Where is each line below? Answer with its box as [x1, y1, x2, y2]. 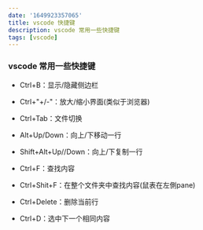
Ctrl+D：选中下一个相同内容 [19, 214, 110, 223]
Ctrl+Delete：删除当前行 [19, 197, 99, 206]
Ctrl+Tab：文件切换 [19, 113, 83, 122]
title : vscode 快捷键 [8, 19, 76, 27]
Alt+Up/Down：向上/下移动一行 [19, 130, 122, 140]
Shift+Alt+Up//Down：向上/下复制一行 [19, 147, 143, 156]
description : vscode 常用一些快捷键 [8, 26, 120, 34]
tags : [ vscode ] [8, 33, 58, 42]
